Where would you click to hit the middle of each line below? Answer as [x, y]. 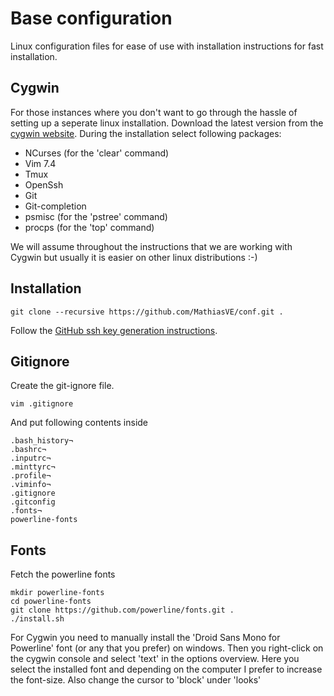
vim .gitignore [42, 404]
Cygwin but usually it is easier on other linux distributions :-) [134, 257]
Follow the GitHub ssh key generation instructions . [114, 330]
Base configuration [91, 18]
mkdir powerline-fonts [57, 593]
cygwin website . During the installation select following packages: [146, 133]
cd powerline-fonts [51, 602]
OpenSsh [44, 184]
